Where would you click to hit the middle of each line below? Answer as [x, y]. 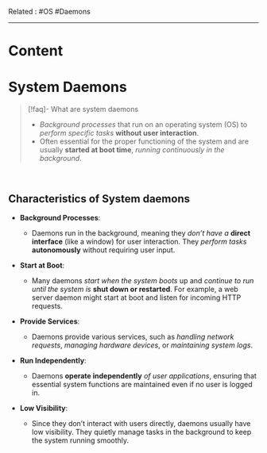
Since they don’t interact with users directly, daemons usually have [141, 423]
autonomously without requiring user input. [103, 250]
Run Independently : [53, 360]
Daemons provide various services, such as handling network [133, 336]
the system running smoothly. [80, 440]
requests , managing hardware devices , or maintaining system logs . [142, 345]
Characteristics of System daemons [99, 199]
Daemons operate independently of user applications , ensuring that [144, 375]
